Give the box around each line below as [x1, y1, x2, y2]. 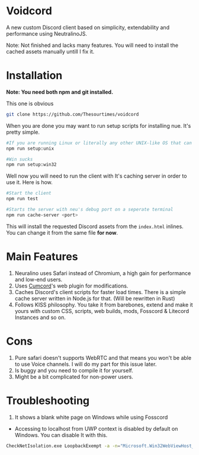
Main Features [6, 249, 78, 263]
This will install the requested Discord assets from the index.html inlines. [6, 223, 184, 230]
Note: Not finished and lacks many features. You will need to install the [6, 42, 179, 49]
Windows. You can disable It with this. [14, 431, 108, 438]
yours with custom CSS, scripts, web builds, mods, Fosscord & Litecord [14, 307, 190, 314]
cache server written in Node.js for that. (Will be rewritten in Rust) [14, 295, 175, 302]
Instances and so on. [14, 314, 66, 321]
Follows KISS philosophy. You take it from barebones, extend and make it [14, 301, 193, 308]
